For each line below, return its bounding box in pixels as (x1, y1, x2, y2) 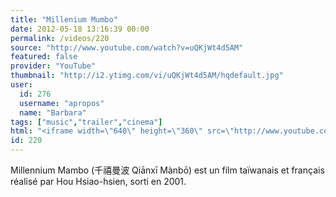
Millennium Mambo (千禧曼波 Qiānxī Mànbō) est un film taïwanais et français (10, 164, 325, 176)
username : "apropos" (19, 98, 105, 108)
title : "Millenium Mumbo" (10, 14, 118, 25)
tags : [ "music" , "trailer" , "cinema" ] (10, 117, 163, 127)
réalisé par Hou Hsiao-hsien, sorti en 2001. (10, 176, 187, 187)
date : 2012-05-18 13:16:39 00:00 (10, 24, 150, 34)
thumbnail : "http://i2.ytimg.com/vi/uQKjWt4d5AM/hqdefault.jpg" (10, 71, 284, 81)
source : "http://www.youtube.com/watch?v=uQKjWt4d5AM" (10, 42, 244, 53)
